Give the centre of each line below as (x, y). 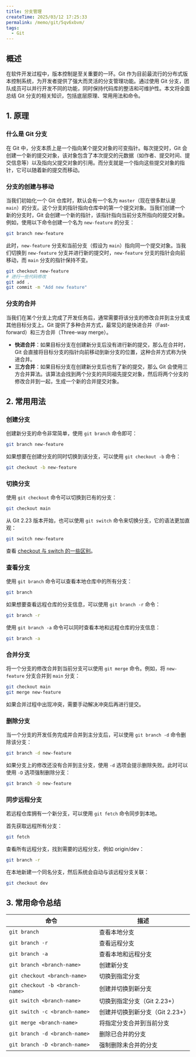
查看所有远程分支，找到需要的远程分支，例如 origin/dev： (75, 849)
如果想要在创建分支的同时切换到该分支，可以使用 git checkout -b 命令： (94, 456)
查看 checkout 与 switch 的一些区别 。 (51, 551)
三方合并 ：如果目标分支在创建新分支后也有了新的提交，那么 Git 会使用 (99, 366)
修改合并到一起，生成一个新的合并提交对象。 (68, 381)
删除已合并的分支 (123, 1034)
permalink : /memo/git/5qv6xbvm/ (45, 22)
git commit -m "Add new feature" (47, 288)
